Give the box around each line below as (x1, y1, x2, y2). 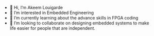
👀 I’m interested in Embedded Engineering (9, 10, 94, 16)
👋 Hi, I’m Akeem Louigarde (9, 5, 63, 10)
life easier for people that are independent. (9, 25, 96, 31)
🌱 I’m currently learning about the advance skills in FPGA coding (9, 15, 138, 20)
